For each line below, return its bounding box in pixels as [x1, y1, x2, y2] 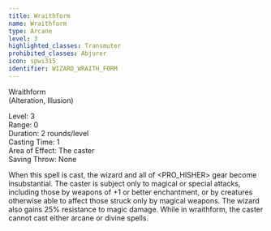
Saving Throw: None [8, 154, 77, 164]
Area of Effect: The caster [8, 145, 95, 155]
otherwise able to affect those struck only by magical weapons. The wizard [8, 195, 260, 205]
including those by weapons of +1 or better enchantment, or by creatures [8, 187, 253, 197]
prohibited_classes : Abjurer [8, 49, 107, 58]
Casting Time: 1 [8, 137, 60, 147]
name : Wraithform [8, 19, 67, 28]
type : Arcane [8, 27, 53, 35]
